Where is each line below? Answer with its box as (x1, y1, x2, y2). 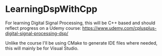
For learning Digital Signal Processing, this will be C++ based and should (5, 20, 155, 26)
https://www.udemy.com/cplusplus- (82, 25, 157, 31)
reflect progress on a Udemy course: (5, 25, 81, 31)
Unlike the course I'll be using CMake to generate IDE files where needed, (5, 40, 158, 46)
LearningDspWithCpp (5, 3, 98, 15)
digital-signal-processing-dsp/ (5, 30, 69, 36)
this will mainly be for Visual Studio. (5, 45, 79, 51)
